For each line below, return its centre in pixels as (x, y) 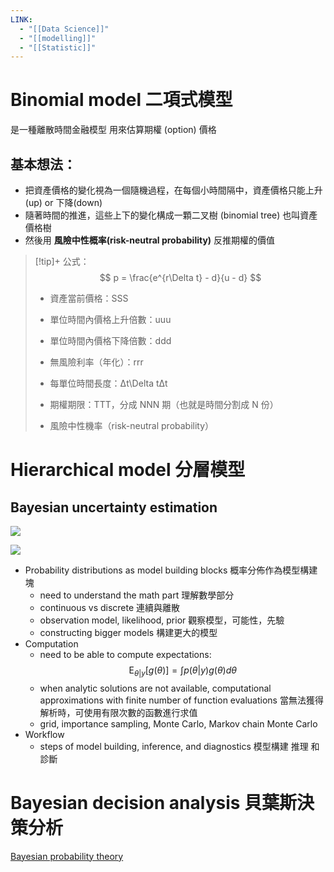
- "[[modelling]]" (58, 38)
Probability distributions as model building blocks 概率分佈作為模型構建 (171, 570)
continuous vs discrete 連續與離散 (110, 607)
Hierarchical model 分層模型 (128, 470)
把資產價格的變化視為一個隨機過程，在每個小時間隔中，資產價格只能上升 (173, 190)
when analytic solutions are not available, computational (155, 688)
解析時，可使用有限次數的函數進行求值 (118, 712)
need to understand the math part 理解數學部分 (137, 595)
